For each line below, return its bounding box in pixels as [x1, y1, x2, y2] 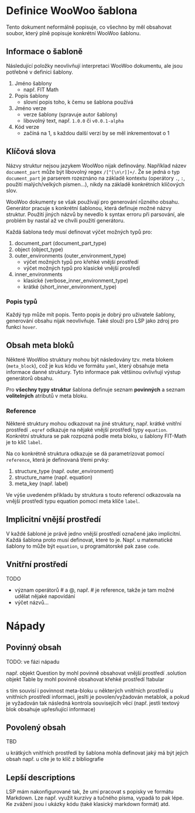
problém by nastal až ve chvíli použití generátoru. [6, 217, 125, 224]
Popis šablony [14, 92, 49, 99]
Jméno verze [14, 104, 47, 112]
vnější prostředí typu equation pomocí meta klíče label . [6, 498, 140, 505]
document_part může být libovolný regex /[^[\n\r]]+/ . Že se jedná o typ [6, 168, 180, 175]
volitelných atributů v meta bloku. [6, 392, 88, 399]
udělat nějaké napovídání [14, 592, 75, 599]
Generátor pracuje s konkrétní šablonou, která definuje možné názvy [6, 204, 172, 211]
